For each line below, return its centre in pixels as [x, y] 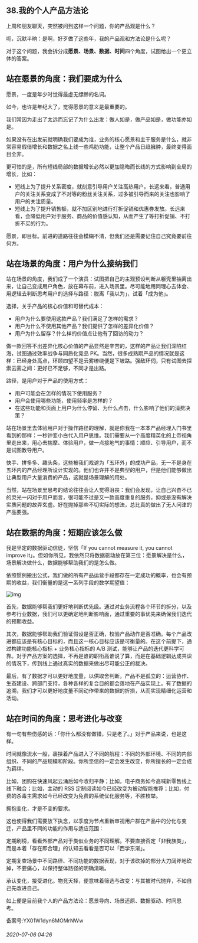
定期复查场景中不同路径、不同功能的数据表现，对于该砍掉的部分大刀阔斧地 [96, 861]
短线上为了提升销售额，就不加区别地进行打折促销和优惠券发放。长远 [97, 208]
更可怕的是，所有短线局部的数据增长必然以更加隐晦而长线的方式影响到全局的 [99, 167]
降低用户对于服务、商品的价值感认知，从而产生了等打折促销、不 [108, 216]
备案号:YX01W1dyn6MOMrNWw [45, 921]
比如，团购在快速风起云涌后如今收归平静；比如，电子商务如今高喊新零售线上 [99, 781]
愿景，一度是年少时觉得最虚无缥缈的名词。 [58, 94]
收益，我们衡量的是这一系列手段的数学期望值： [73, 583]
